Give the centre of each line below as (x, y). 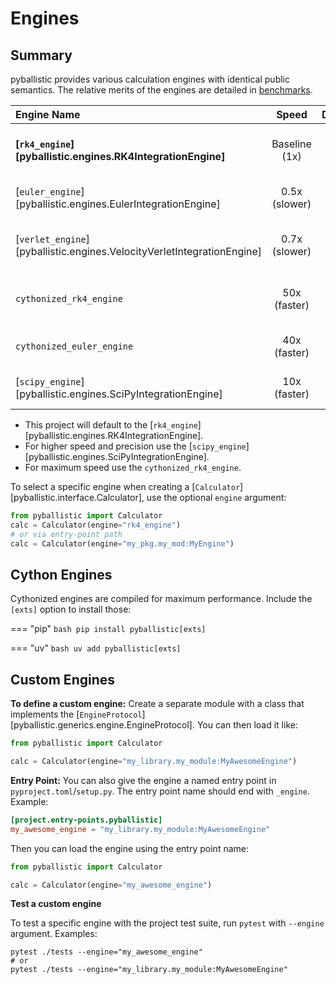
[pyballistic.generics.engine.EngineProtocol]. (102, 725)
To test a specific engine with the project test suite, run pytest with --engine (167, 923)
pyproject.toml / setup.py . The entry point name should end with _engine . (160, 791)
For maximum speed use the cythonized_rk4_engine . (133, 467)
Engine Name (48, 114)
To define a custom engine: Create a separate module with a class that (157, 704)
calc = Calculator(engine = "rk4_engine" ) (96, 525)
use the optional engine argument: (216, 497)
